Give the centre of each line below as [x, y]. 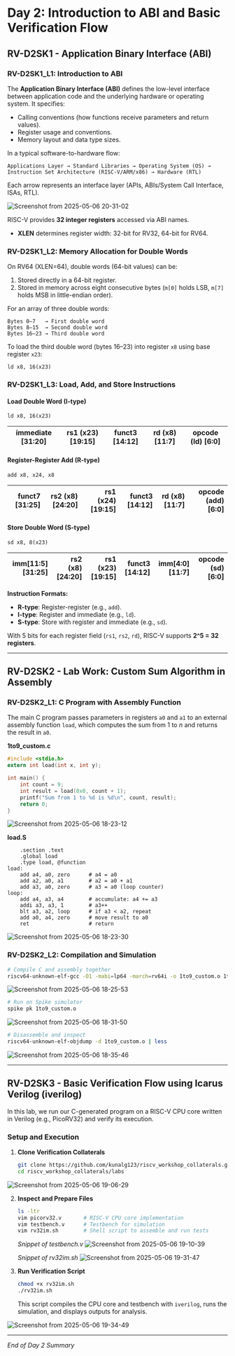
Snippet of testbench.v [50, 1244]
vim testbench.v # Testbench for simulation [91, 1224]
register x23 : [25, 354]
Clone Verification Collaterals [61, 1152]
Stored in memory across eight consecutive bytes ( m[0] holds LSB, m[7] [121, 288]
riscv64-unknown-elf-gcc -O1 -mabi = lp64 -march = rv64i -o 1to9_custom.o [114, 976]
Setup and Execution [43, 1137]
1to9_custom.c [29, 746]
